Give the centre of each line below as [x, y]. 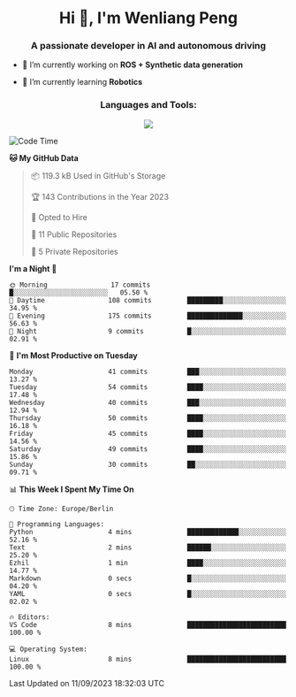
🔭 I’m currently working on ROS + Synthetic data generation [132, 65]
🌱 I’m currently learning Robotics [82, 82]
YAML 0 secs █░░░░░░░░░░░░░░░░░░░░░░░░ [148, 594]
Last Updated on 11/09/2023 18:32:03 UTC [87, 683]
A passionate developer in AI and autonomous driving [148, 46]
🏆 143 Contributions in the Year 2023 [100, 196]
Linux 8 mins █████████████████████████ [148, 659]
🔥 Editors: [30, 617]
